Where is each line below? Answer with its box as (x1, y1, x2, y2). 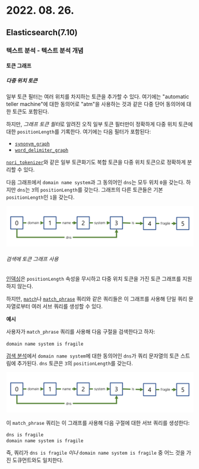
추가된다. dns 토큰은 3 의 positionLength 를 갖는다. (17, 359, 133, 366)
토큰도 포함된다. (12, 108, 49, 115)
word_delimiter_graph (14, 147, 68, 154)
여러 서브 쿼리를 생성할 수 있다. (31, 302, 103, 310)
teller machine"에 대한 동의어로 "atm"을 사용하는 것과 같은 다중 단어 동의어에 (6, 101, 185, 108)
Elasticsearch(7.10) (6, 27, 78, 38)
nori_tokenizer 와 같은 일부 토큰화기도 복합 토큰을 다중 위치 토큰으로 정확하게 (6, 159, 186, 166)
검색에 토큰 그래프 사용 (6, 255, 59, 262)
